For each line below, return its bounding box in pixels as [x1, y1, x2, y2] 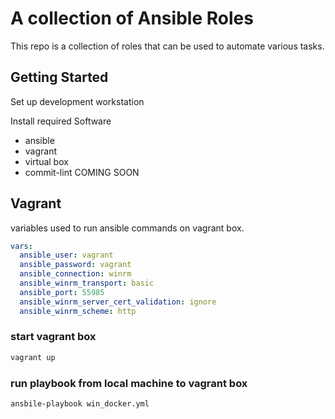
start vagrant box [10, 330, 97, 344]
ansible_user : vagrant [19, 250, 114, 261]
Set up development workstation [10, 95, 145, 107]
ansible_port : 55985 [19, 287, 105, 297]
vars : [10, 241, 33, 251]
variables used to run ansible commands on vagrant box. [10, 222, 245, 234]
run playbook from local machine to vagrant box [10, 376, 248, 390]
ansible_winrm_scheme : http [19, 306, 137, 316]
